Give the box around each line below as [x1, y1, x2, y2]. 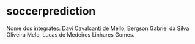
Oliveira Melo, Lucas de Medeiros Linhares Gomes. [6, 31, 135, 38]
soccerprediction [6, 4, 96, 18]
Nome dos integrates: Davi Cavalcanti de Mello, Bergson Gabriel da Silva [6, 24, 189, 32]
